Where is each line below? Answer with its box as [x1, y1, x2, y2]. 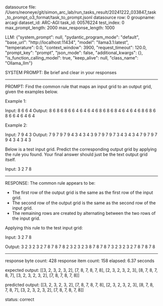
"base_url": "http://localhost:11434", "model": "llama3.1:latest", [5, 39, 129, 45]
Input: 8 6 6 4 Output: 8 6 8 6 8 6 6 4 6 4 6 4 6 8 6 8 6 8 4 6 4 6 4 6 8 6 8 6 [5, 108, 156, 114]
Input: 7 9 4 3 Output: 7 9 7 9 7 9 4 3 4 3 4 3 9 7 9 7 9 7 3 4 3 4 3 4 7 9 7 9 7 [5, 132, 158, 137]
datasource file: [5, 4, 36, 10]
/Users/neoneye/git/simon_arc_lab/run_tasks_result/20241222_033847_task [5, 9, 156, 15]
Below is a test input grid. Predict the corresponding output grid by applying [5, 146, 157, 152]
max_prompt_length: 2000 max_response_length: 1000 [5, 25, 115, 31]
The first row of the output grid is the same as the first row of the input [12, 190, 153, 195]
